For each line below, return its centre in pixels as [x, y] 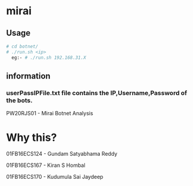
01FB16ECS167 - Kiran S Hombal [46, 165]
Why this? [32, 137]
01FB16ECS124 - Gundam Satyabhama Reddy [62, 154]
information [28, 76]
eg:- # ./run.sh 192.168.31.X [49, 58]
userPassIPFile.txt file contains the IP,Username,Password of [97, 93]
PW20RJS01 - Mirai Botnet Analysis [50, 114]
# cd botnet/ [22, 46]
